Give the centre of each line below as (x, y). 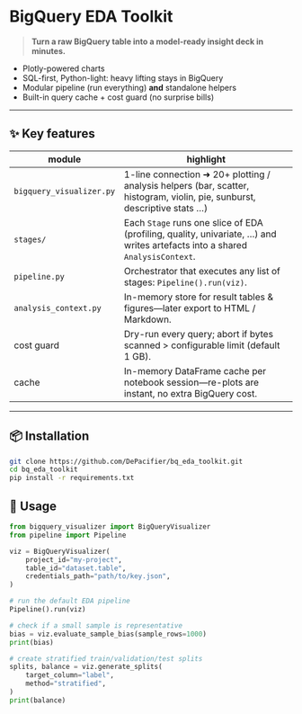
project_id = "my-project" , (74, 559)
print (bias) (31, 642)
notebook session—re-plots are (191, 382)
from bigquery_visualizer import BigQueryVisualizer (110, 527)
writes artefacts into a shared (186, 245)
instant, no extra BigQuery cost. (191, 393)
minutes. (48, 50)
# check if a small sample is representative (96, 625)
